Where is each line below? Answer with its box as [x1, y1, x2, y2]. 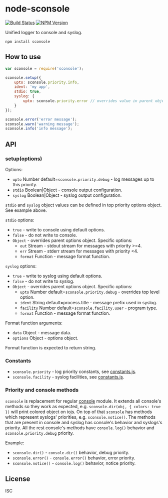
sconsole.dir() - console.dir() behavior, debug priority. [12, 449, 129, 455]
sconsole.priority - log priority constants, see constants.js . [12, 368, 136, 375]
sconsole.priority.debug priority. [5, 430, 74, 436]
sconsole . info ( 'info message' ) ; [5, 126, 72, 131]
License [5, 474, 30, 483]
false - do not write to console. [12, 232, 77, 238]
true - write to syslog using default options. [12, 273, 102, 279]
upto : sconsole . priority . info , [14, 80, 79, 85]
